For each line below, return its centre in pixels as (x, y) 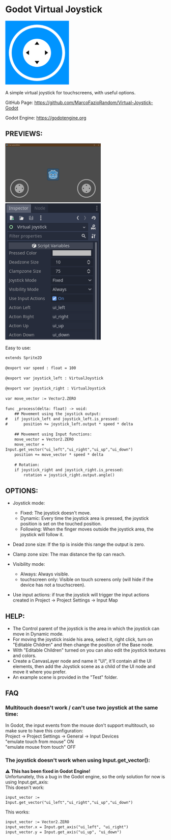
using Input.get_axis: (27, 782)
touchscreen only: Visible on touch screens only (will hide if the (87, 580)
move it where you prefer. (40, 672)
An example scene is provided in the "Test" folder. (65, 677)
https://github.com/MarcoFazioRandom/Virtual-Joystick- (94, 102)
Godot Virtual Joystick (54, 9)
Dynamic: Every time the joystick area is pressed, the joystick (84, 518)
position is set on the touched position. (61, 524)
